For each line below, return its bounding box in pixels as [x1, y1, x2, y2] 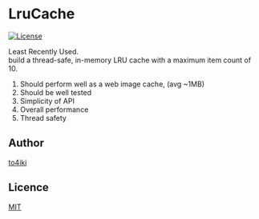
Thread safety [19, 113, 67, 122]
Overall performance [19, 105, 89, 114]
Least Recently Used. [8, 46, 79, 56]
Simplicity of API [19, 96, 75, 106]
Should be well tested [19, 87, 92, 97]
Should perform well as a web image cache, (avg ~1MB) [19, 79, 205, 89]
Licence [8, 181, 50, 194]
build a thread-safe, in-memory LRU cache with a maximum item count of [8, 55, 251, 65]
